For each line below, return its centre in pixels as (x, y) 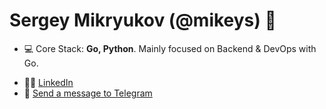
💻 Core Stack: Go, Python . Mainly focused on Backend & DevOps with (170, 48)
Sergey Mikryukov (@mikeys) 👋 (143, 20)
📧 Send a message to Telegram (88, 93)
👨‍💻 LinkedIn (48, 82)
